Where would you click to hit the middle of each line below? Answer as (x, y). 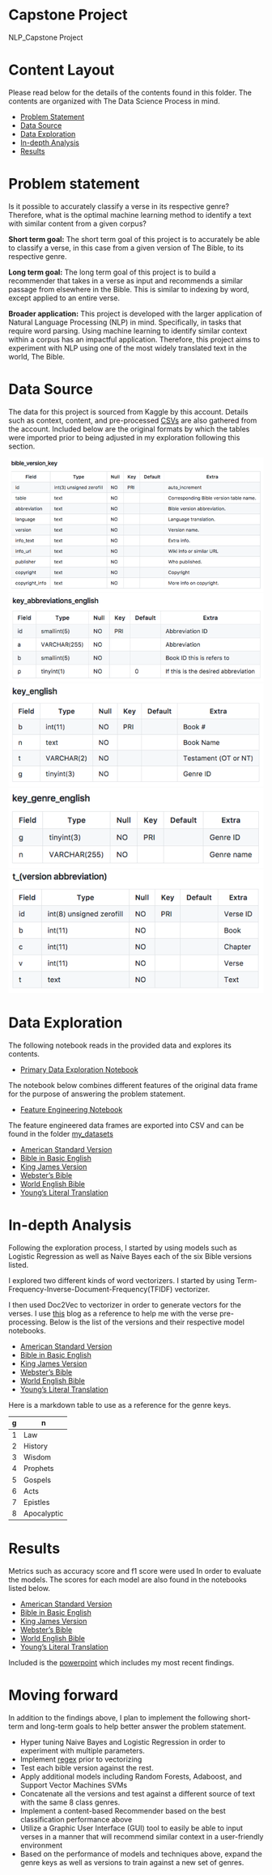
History (36, 1446)
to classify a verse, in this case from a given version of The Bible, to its (126, 248)
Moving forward (64, 1695)
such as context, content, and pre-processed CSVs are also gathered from (133, 420)
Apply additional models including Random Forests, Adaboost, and (131, 1776)
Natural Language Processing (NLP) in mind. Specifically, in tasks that (125, 322)
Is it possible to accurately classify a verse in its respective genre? (119, 206)
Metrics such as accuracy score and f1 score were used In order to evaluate (135, 1571)
